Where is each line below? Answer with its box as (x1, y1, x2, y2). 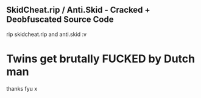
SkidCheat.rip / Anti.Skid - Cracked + (6, 5, 150, 15)
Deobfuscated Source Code (6, 15, 114, 25)
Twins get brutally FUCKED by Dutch (6, 52, 196, 66)
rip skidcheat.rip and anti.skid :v (6, 30, 87, 38)
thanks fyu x (6, 85, 38, 92)
